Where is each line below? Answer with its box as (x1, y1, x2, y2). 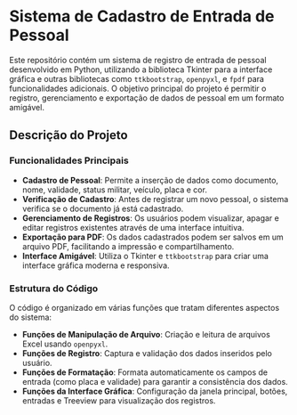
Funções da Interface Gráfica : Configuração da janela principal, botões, (21, 386, 288, 396)
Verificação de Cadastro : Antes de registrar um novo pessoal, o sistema (21, 193, 289, 204)
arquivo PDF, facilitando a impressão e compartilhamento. (21, 240, 235, 251)
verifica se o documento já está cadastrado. (21, 203, 184, 214)
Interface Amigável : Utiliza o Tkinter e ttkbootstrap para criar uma (21, 250, 269, 261)
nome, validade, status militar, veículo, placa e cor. (21, 184, 207, 195)
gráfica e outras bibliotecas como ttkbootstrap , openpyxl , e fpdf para (9, 73, 265, 84)
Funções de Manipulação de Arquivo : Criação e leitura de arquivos (21, 329, 271, 339)
